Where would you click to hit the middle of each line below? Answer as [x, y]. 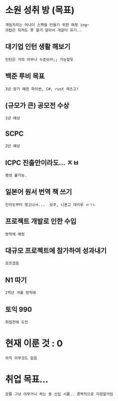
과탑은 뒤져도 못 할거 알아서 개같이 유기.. [43, 30]
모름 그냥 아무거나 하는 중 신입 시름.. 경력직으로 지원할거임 [59, 394]
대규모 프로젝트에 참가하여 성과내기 [56, 251]
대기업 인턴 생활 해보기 [38, 47]
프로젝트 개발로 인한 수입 [41, 222]
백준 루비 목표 [25, 76]
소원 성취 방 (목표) [40, 10]
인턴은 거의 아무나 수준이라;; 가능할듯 [39, 60]
